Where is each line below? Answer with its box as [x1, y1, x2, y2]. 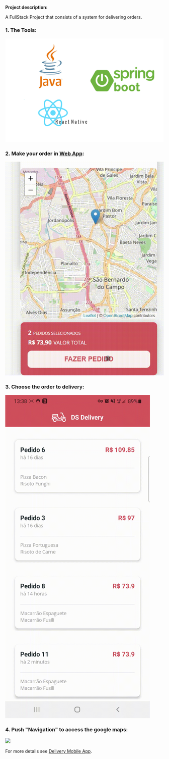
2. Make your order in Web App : [5, 150, 84, 157]
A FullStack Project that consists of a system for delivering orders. [5, 14, 142, 20]
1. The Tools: [5, 26, 37, 33]
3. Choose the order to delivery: [5, 383, 84, 390]
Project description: [5, 5, 48, 10]
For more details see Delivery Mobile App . [5, 748, 92, 754]
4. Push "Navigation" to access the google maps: [5, 726, 128, 733]
